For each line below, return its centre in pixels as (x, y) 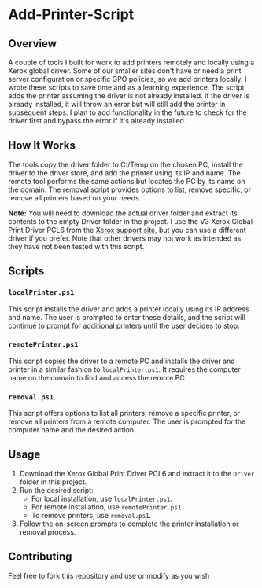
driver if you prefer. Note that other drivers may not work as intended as (125, 238)
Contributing (40, 557)
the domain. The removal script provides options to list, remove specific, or (130, 189)
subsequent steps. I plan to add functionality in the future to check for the (127, 112)
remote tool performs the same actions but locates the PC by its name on (127, 181)
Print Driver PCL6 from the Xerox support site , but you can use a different (127, 230)
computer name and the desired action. (72, 430)
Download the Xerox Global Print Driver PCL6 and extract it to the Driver (137, 473)
